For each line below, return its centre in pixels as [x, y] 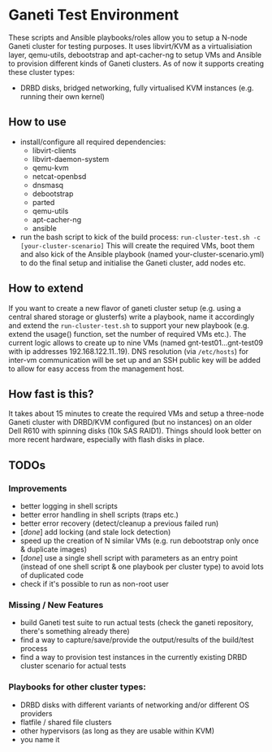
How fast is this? [52, 393]
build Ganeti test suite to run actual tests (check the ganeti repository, [137, 623]
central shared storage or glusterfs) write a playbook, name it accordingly [132, 317]
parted [43, 202]
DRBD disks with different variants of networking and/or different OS [135, 705]
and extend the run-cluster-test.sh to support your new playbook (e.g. [129, 325]
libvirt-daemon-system [71, 159]
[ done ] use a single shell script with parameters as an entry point [129, 558]
